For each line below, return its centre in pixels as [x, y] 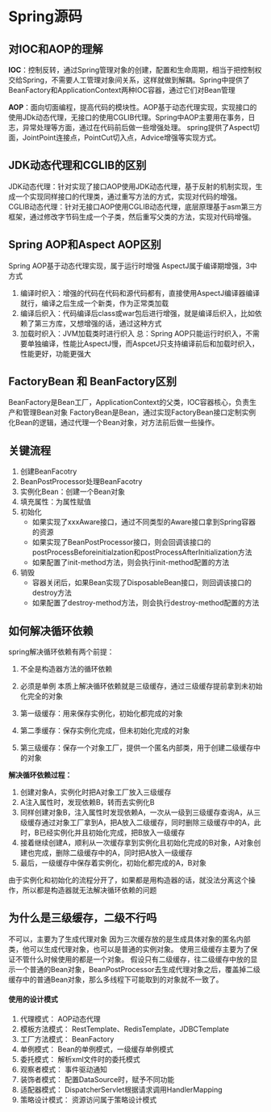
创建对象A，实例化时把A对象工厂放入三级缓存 [96, 792]
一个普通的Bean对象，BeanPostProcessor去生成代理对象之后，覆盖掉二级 [138, 969]
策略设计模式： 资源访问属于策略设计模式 [88, 1100]
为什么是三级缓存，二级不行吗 [83, 918]
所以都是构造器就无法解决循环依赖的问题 [90, 891]
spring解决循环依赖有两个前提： [61, 652]
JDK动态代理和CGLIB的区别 [77, 165]
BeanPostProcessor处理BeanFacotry [81, 482]
